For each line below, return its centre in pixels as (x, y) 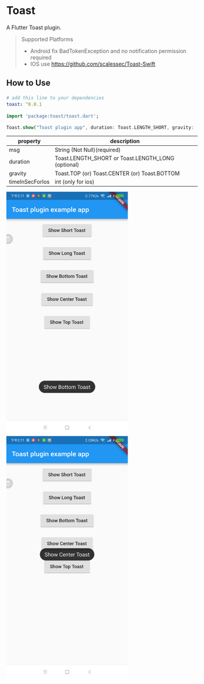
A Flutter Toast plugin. (34, 27)
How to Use (29, 83)
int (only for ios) (74, 181)
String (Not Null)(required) (87, 150)
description (125, 141)
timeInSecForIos (29, 181)
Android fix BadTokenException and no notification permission (108, 51)
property (29, 141)
